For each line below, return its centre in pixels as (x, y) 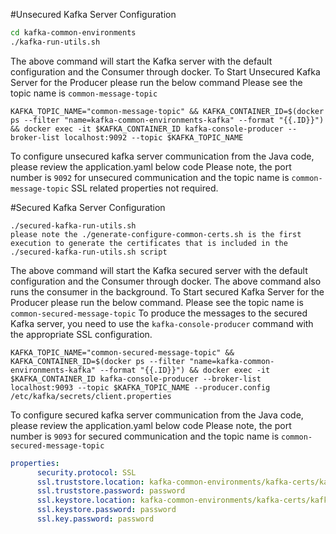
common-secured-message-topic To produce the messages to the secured (159, 313)
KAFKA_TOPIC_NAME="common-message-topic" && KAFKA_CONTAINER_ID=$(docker (167, 111)
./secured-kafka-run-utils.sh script (89, 252)
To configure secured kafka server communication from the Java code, (157, 415)
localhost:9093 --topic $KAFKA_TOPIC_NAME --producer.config (140, 387)
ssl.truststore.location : (90, 482)
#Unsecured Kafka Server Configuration (93, 14)
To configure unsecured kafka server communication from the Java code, (162, 156)
